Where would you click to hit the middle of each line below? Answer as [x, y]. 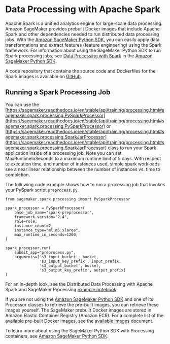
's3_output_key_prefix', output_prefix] [82, 270]
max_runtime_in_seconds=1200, [46, 234]
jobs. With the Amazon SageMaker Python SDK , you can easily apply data [82, 40]
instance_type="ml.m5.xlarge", [47, 230]
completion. [18, 175]
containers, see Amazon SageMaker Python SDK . [57, 336]
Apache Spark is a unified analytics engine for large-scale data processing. [84, 23]
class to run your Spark [132, 148]
